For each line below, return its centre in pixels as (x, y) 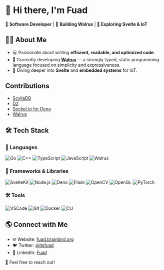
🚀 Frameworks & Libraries (37, 171)
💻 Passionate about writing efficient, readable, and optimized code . (83, 52)
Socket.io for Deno (32, 109)
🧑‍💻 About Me (26, 40)
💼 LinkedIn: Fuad (30, 252)
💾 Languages (21, 147)
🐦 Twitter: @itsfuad (33, 245)
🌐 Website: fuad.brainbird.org (43, 239)
